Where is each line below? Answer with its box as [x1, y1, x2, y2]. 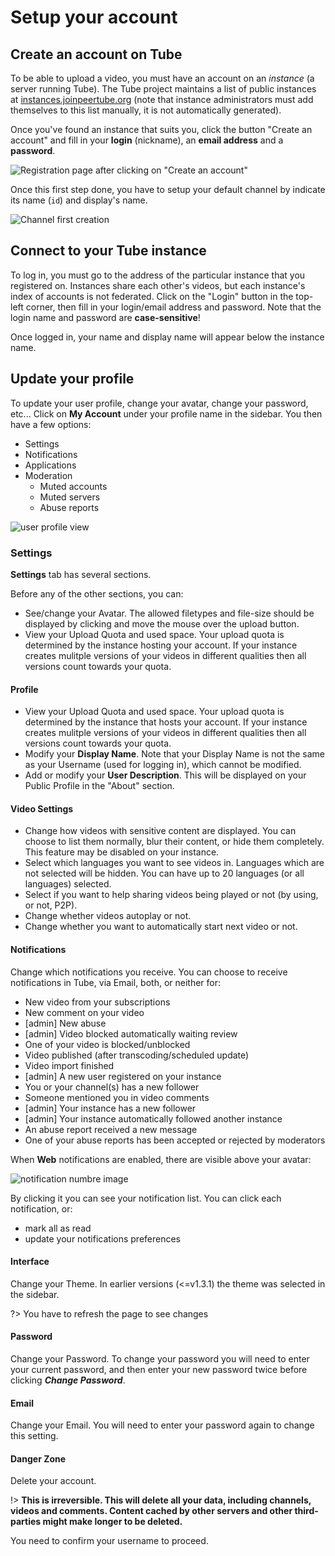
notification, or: [10, 1202, 73, 1215]
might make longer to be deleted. [42, 1516, 183, 1528]
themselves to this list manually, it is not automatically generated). [10, 104, 282, 116]
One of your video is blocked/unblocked [24, 1038, 191, 1050]
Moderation [24, 469, 73, 481]
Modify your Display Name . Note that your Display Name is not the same [24, 748, 325, 760]
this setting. [10, 1430, 59, 1442]
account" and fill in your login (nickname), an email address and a [10, 134, 284, 146]
